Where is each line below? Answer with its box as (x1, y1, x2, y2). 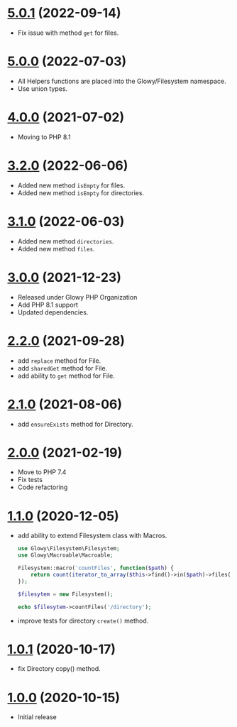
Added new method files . (17, 244, 95, 253)
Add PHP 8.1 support (17, 300, 78, 309)
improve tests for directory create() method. (17, 616, 149, 625)
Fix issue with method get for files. (17, 28, 119, 37)
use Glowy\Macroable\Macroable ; (17, 552, 114, 559)
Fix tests (17, 476, 43, 484)
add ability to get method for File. (17, 371, 116, 380)
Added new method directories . (17, 236, 114, 246)
